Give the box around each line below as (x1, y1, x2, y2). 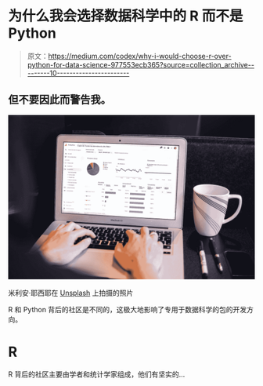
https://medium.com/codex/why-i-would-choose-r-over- (48, 51, 232, 60)
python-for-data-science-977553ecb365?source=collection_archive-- (27, 60, 254, 69)
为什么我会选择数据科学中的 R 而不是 (8, 7, 243, 25)
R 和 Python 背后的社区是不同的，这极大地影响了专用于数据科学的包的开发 (8, 305, 247, 315)
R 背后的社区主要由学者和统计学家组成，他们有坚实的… (8, 370, 186, 379)
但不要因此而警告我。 (8, 93, 111, 107)
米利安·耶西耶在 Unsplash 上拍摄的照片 (8, 288, 134, 298)
